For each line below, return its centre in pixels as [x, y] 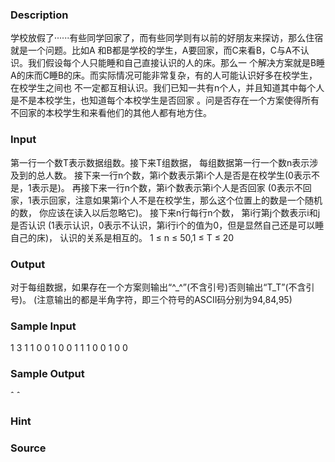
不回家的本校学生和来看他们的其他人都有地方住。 [111, 113]
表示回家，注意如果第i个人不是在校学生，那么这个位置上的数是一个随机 [177, 200]
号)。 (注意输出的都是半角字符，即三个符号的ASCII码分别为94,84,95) [151, 299]
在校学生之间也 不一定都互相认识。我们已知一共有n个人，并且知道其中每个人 [167, 88]
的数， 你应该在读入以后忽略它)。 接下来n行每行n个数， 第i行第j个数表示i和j [165, 212]
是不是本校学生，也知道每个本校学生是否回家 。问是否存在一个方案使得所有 [165, 100]
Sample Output [47, 374]
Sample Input [43, 326]
